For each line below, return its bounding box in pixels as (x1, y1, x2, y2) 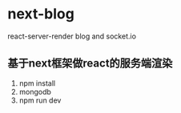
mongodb (18, 87, 51, 96)
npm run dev (18, 95, 62, 105)
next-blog (7, 5, 75, 23)
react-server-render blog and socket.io (7, 31, 137, 41)
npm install (18, 78, 56, 88)
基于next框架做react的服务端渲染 (7, 57, 173, 71)
